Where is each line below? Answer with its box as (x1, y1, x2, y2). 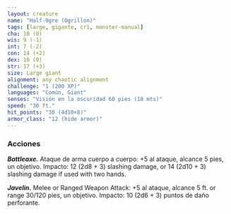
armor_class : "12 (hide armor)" (7, 115, 102, 122)
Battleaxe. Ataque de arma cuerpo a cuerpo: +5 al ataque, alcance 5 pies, (7, 155, 224, 163)
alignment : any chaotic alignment (7, 76, 109, 83)
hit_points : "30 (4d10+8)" (7, 109, 87, 116)
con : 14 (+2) (7, 50, 46, 57)
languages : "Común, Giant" (7, 89, 87, 96)
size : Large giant (7, 69, 61, 76)
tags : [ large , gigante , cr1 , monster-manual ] (7, 23, 143, 30)
